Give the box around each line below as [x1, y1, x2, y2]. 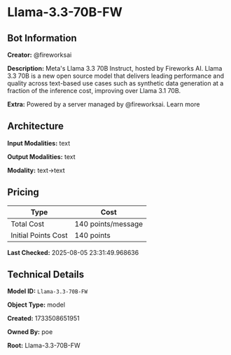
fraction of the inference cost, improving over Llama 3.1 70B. [7, 87, 181, 95]
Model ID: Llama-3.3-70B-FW [7, 287, 88, 295]
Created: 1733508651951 [7, 314, 80, 323]
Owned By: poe [7, 328, 53, 336]
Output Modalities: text [7, 152, 76, 161]
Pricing [7, 186, 40, 198]
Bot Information [7, 32, 77, 44]
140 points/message [74, 218, 143, 228]
